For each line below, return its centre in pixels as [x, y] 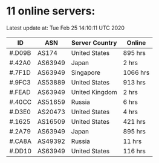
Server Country [94, 42]
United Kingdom [94, 92]
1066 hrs [136, 72]
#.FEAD [20, 92]
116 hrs [135, 151]
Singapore [86, 72]
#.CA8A [21, 141]
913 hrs [135, 82]
